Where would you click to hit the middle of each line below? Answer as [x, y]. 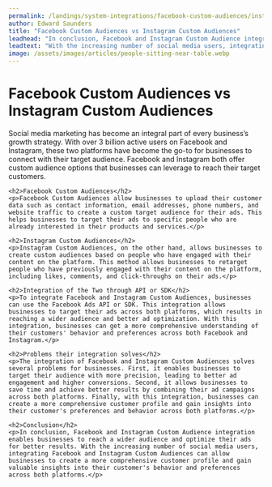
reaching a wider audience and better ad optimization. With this [123, 318]
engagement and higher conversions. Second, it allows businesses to [128, 382]
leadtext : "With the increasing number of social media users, [117, 46]
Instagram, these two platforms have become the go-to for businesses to [130, 150]
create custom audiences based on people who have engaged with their [130, 255]
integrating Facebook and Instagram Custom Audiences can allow [119, 453]
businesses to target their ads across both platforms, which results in [136, 312]
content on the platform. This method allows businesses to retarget [128, 262]
